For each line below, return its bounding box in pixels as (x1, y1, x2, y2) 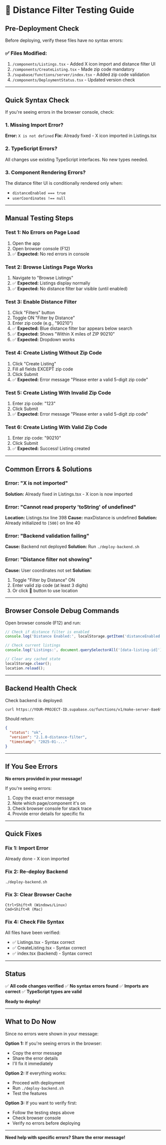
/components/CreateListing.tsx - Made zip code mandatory (12, 67, 135, 72)
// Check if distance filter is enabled (5, 629, 90, 635)
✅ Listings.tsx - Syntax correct (12, 939, 75, 945)
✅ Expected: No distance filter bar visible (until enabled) (12, 286, 128, 291)
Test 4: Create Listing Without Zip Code (5, 350, 102, 357)
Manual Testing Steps (5, 214, 74, 222)
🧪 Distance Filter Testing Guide (5, 4, 134, 16)
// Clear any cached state (5, 656, 61, 662)
